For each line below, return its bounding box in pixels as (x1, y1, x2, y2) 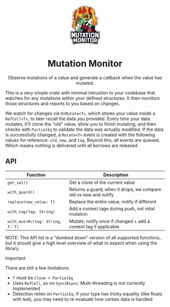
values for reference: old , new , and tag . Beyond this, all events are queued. (5, 137, 160, 143)
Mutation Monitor (47, 58, 123, 70)
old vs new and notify (69, 191, 114, 197)
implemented (12, 285, 40, 291)
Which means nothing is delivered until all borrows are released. (5, 142, 139, 148)
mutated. (75, 80, 95, 86)
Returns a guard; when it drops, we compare (69, 186, 161, 192)
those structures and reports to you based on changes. (5, 100, 120, 107)
